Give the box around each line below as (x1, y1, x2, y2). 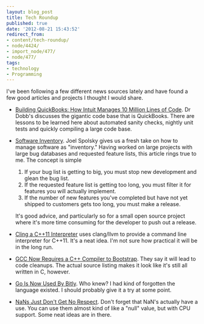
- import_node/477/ (6, 49, 56, 55)
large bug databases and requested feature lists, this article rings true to (15, 150, 197, 157)
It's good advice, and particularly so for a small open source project (15, 212, 186, 219)
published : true (6, 20, 47, 26)
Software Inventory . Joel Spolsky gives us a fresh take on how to (15, 137, 178, 145)
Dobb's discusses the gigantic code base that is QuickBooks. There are (15, 112, 195, 120)
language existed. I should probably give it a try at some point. (15, 286, 172, 294)
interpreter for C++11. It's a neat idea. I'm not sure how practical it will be (15, 237, 198, 244)
